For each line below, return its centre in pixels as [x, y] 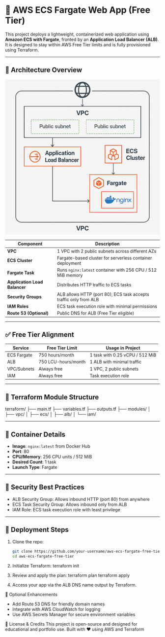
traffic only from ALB [78, 299]
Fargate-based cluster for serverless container [105, 258]
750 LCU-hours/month [62, 362]
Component [30, 244]
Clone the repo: [28, 541]
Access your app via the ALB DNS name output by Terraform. [74, 585]
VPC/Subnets [21, 369]
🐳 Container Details [35, 434]
